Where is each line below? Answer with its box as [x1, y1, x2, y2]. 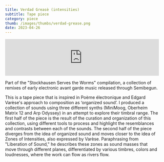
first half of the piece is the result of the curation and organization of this [5, 116, 151, 121]
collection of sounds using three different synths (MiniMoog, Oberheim [5, 105, 148, 111]
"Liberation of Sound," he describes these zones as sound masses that [5, 141, 148, 147]
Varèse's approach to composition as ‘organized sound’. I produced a [5, 100, 144, 106]
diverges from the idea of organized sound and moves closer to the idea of [5, 131, 156, 137]
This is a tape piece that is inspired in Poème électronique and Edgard [5, 94, 146, 100]
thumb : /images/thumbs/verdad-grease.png [5, 21, 91, 26]
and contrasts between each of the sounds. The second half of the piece [5, 126, 152, 132]
